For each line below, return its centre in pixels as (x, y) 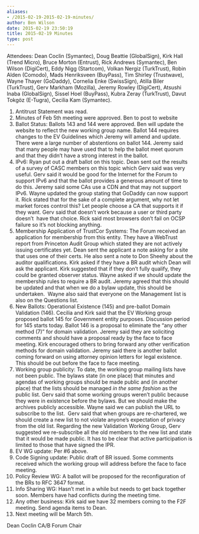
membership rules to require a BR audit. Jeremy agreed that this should (102, 281)
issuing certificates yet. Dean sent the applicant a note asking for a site (102, 250)
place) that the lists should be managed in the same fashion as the (96, 388)
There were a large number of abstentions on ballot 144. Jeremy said (99, 143)
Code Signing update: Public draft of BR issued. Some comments (94, 457)
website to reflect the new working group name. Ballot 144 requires (97, 130)
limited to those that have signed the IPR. (65, 445)
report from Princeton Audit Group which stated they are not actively (99, 244)
